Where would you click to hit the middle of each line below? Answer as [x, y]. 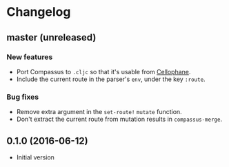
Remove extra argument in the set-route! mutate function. [99, 112]
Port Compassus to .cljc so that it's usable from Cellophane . [103, 71]
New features [30, 57]
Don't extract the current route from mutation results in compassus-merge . [119, 119]
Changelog [39, 12]
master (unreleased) [51, 37]
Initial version [35, 157]
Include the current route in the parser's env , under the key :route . [111, 79]
